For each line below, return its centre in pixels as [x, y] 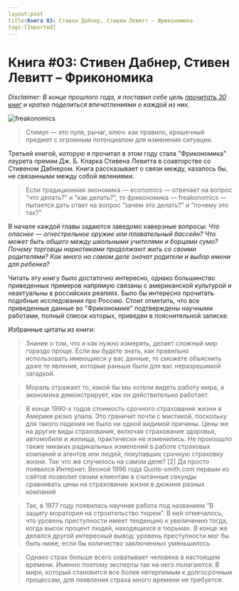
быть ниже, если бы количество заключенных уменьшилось [118, 543]
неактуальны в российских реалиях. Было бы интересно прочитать [111, 293]
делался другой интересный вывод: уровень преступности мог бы [127, 536]
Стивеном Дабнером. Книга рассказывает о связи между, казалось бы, [118, 169]
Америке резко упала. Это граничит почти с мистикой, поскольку [126, 416]
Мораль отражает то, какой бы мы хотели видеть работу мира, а [125, 388]
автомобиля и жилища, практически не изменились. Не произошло [129, 439]
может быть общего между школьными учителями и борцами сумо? [113, 242]
